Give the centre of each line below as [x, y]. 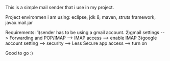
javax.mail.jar [19, 23]
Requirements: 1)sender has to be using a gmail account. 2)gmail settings [82, 32]
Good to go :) [19, 53]
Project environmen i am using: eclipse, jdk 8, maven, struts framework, [80, 17]
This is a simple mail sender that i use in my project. [60, 7]
